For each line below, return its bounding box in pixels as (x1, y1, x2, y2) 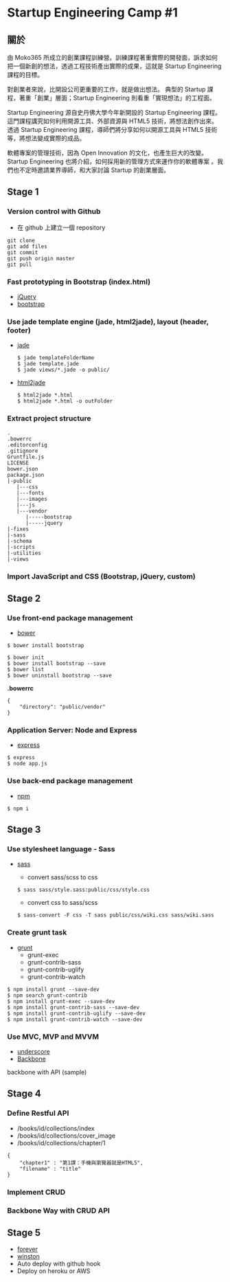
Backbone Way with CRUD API (7, 1206, 110, 1215)
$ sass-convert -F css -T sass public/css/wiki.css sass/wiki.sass (16, 912, 214, 919)
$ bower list (7, 666, 45, 673)
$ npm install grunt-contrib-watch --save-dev (7, 1015, 143, 1023)
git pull (7, 261, 32, 268)
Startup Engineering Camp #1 (7, 5, 179, 21)
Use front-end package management (7, 613, 133, 622)
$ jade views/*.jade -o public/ (16, 366, 110, 374)
